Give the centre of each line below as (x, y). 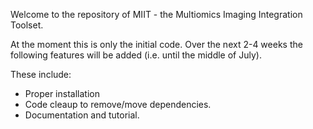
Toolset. (27, 25)
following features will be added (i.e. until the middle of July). (136, 55)
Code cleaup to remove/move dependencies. (118, 104)
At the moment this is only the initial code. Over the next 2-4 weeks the (156, 44)
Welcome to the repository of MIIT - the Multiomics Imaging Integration (156, 14)
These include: (41, 74)
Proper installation (62, 93)
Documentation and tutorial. (82, 115)
